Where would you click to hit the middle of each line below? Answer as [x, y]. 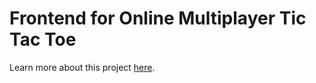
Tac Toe [43, 39]
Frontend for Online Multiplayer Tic [158, 18]
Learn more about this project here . [82, 67]
